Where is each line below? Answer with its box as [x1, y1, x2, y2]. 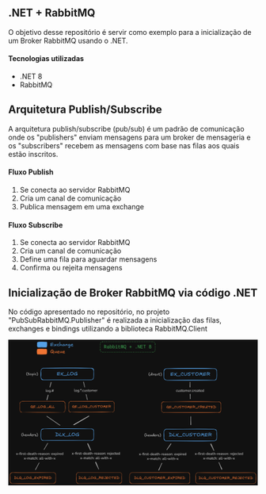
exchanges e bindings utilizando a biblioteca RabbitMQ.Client [8, 324, 208, 334]
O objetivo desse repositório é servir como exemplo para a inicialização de [8, 27, 252, 36]
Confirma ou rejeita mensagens [19, 263, 123, 273]
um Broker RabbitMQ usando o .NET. [8, 36, 128, 45]
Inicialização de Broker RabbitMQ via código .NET [8, 285, 258, 300]
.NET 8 [19, 71, 43, 82]
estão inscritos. [8, 149, 59, 159]
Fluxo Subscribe [8, 220, 63, 229]
